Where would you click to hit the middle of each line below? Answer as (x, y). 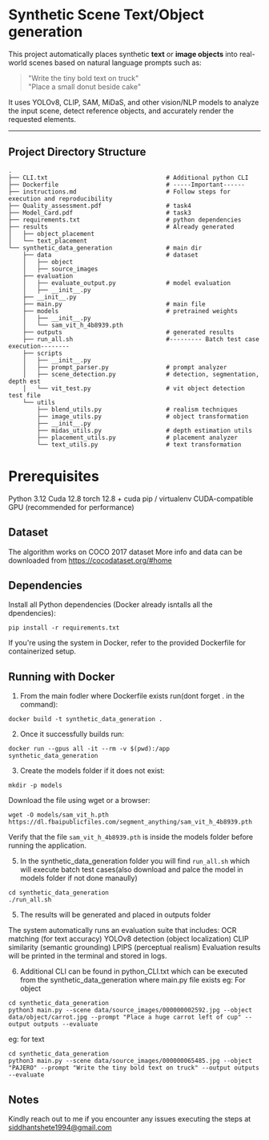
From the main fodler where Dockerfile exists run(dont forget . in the (132, 696)
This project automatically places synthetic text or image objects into (123, 54)
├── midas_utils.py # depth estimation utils (145, 430)
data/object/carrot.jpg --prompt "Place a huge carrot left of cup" (125, 1017)
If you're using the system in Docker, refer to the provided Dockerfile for (127, 643)
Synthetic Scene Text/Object (106, 15)
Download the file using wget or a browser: (79, 800)
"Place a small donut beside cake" (84, 87)
